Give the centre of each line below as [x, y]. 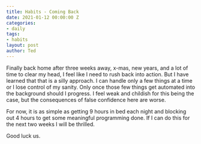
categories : [21, 23]
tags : [13, 34]
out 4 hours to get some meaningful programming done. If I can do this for [98, 118]
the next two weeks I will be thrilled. [50, 124]
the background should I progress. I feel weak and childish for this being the [100, 93]
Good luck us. [23, 136]
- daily [16, 28]
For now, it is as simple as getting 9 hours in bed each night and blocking [96, 111]
